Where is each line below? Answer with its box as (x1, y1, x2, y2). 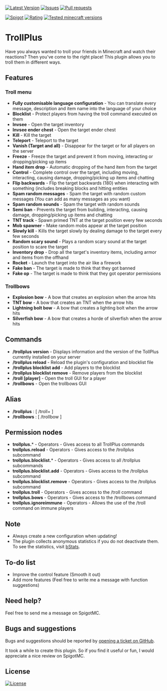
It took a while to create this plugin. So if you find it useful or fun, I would (5, 647, 155, 653)
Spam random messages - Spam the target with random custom (12, 190, 146, 196)
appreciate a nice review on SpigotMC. (5, 652, 85, 658)
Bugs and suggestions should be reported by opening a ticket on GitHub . (5, 637, 155, 643)
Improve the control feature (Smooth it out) (12, 571, 101, 577)
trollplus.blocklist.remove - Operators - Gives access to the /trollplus (12, 479, 156, 485)
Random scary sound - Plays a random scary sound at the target (12, 238, 147, 244)
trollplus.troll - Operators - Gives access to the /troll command (12, 489, 142, 495)
